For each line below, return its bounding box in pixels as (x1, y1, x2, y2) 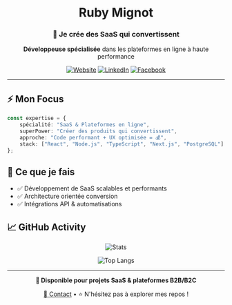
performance (97, 52, 135, 61)
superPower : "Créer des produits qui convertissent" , (19, 128, 177, 135)
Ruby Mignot (78, 5, 154, 21)
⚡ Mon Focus (7, 93, 64, 105)
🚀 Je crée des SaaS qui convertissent (52, 30, 180, 39)
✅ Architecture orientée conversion (17, 192, 118, 201)
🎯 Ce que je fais (7, 166, 75, 177)
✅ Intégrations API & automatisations (17, 200, 122, 208)
